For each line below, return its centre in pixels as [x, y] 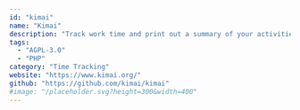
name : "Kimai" [36, 26]
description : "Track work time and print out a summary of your [131, 34]
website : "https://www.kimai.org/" [75, 75]
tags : [19, 42]
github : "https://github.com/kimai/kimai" [89, 83]
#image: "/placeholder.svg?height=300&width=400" [104, 91]
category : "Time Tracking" [59, 67]
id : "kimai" [31, 17]
